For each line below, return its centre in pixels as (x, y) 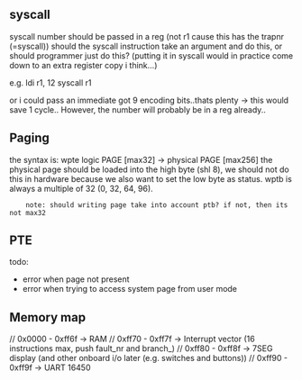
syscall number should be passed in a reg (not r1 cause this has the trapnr (146, 36)
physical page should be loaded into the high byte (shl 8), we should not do (150, 169)
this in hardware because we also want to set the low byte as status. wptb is (151, 178)
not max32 (28, 213)
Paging (29, 138)
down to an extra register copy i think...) (83, 65)
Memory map (48, 317)
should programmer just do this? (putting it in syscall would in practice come (151, 55)
